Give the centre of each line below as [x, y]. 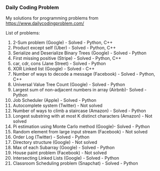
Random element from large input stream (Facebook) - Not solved [80, 132]
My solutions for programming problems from [52, 18]
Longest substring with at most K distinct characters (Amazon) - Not [82, 116]
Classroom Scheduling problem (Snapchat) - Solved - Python [75, 163]
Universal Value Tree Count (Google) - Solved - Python [69, 85]
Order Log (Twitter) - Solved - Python [51, 137]
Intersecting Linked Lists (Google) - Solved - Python [66, 158]
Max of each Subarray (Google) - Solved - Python [64, 148]
